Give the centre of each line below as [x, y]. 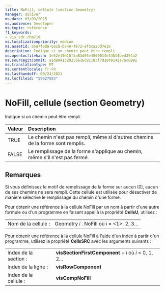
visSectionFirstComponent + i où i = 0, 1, [104, 253]
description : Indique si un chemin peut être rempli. [61, 51]
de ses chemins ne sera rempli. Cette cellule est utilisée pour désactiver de [81, 192]
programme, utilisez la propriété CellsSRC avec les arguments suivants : [78, 241]
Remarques [23, 175]
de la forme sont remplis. [56, 143]
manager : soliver [23, 14]
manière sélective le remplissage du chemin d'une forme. [63, 197]
